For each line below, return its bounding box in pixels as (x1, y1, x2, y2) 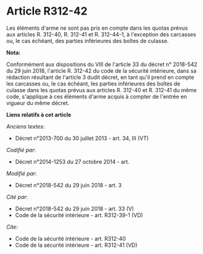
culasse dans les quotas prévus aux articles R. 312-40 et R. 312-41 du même (6, 86, 197, 93)
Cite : (6, 223, 18, 230)
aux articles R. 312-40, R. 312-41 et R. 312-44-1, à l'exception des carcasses (6, 30, 196, 38)
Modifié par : (6, 170, 38, 177)
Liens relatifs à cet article (6, 111, 72, 118)
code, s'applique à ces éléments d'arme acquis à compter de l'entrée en (6, 93, 187, 100)
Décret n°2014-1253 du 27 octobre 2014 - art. (15, 158, 130, 165)
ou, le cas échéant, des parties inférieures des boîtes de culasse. (6, 37, 169, 44)
